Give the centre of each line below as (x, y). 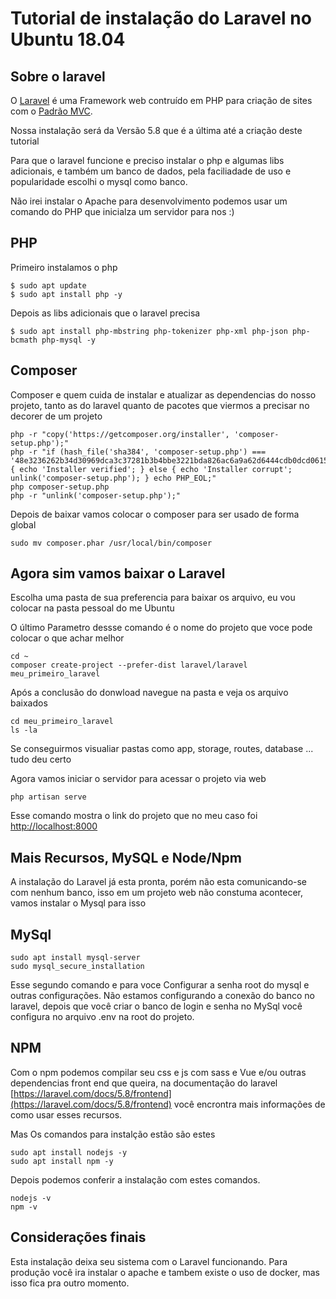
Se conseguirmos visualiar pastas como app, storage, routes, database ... (162, 749)
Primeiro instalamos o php (64, 267)
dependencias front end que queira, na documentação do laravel (144, 1083)
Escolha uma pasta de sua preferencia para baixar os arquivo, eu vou (153, 598)
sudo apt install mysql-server (75, 958)
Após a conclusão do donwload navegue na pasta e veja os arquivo (149, 693)
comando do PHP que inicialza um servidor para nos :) (122, 211)
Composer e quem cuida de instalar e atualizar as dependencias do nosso (163, 394)
